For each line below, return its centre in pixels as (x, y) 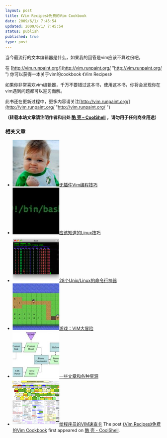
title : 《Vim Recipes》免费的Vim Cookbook (46, 16)
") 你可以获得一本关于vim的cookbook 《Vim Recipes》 (59, 74)
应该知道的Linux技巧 (80, 233)
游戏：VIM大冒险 (76, 329)
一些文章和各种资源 (79, 376)
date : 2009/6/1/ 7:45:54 (31, 21)
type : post (16, 42)
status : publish (22, 32)
